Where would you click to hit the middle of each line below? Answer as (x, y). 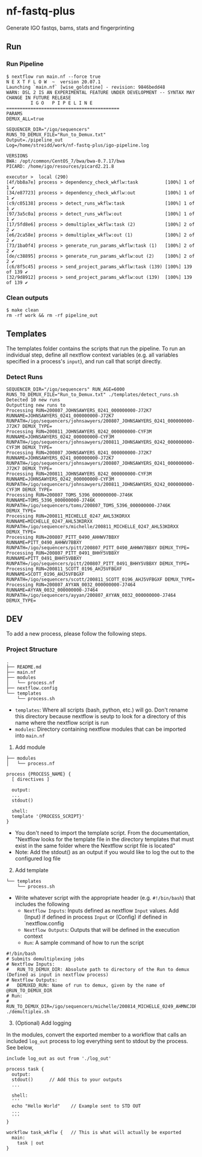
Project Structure (32, 649)
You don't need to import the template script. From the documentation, (103, 833)
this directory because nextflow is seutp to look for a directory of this (100, 716)
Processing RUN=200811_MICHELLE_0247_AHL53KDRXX (68, 516)
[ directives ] (31, 780)
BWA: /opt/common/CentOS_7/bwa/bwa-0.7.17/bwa (66, 161)
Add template (32, 870)
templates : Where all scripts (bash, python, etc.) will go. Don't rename (101, 710)
